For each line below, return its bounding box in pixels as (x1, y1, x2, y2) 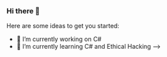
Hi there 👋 (6, 6, 41, 16)
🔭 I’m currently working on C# (16, 35, 101, 43)
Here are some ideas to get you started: (6, 22, 120, 30)
